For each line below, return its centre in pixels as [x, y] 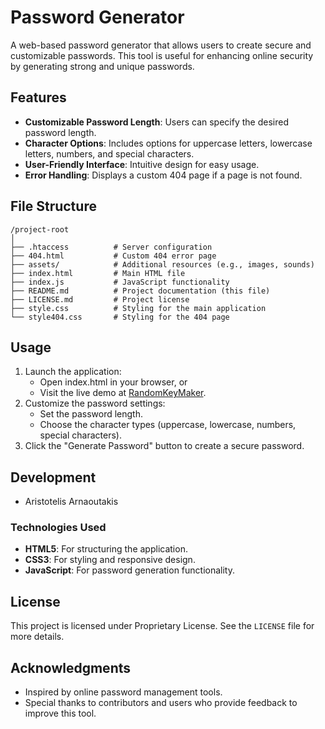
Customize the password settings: [95, 403]
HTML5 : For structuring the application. [106, 549]
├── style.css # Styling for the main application [138, 308]
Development [53, 477]
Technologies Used [58, 528]
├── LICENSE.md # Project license [100, 299]
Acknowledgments [71, 667]
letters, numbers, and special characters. [109, 153]
